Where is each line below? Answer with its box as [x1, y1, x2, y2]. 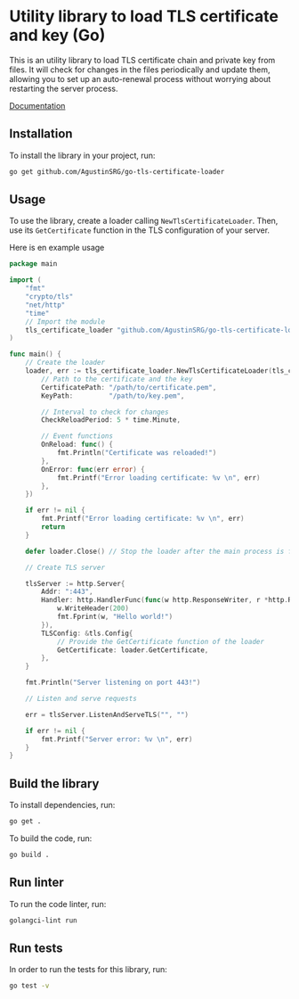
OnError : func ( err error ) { [41, 465, 145, 474]
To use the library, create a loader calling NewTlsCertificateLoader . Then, [9, 216, 279, 227]
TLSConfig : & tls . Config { [41, 629, 133, 638]
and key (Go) [9, 25, 106, 45]
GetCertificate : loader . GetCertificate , [56, 645, 209, 655]
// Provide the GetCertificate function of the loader [56, 637, 265, 646]
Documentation [9, 100, 66, 111]
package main [9, 260, 58, 268]
